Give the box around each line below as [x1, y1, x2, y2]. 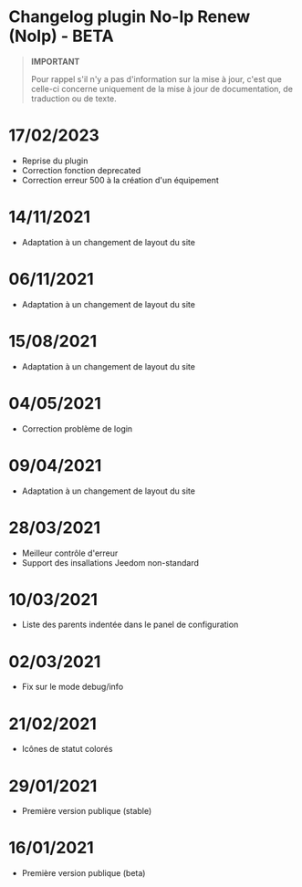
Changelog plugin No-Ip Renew [8, 6, 251, 27]
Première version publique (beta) [21, 868, 146, 879]
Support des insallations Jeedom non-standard [21, 557, 200, 568]
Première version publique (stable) [21, 806, 152, 817]
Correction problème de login [21, 423, 133, 434]
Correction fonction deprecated [21, 164, 141, 175]
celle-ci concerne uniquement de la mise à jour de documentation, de [30, 83, 294, 94]
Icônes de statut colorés [21, 744, 113, 755]
